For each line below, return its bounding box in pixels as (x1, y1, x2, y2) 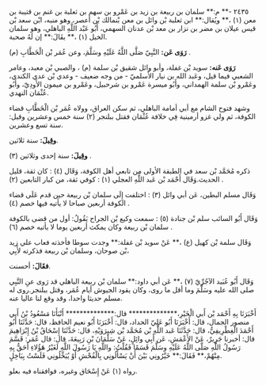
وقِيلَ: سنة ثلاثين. (9, 135, 59, 145)
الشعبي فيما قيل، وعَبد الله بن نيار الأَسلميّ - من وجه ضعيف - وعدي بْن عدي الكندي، (9, 71, 254, 80)
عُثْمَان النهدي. (9, 88, 50, 97)
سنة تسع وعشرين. (9, 120, 64, 129)
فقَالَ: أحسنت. (9, 261, 51, 270)
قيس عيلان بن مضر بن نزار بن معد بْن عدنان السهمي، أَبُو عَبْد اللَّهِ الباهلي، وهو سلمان (9, 24, 256, 32)
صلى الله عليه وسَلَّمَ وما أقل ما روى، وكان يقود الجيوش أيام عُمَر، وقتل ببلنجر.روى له (9, 285, 255, 294)
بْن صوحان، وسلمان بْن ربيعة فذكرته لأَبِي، (9, 246, 130, 255)
